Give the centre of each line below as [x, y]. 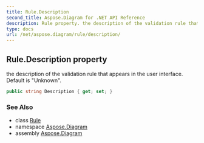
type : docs [20, 29]
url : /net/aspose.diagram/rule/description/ [63, 35]
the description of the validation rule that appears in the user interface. [95, 74]
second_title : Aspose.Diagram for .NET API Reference [76, 18]
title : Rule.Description [38, 12]
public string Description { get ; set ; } [59, 91]
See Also [20, 107]
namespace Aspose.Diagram [51, 127]
